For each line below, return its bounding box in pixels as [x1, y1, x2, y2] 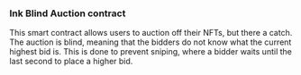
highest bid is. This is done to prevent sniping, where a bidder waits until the [9, 46, 293, 57]
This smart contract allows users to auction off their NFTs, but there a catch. [9, 28, 293, 38]
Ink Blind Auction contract [9, 7, 126, 20]
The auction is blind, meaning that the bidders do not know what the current [9, 37, 292, 47]
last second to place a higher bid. [9, 56, 133, 67]
